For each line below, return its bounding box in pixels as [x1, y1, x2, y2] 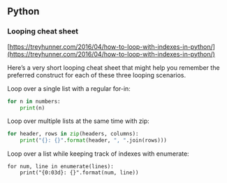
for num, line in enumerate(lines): [7, 163, 114, 170]
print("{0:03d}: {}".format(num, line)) [20, 169, 139, 177]
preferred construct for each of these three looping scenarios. [7, 71, 186, 79]
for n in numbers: [7, 98, 61, 105]
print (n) [20, 104, 45, 111]
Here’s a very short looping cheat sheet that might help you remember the [7, 63, 220, 72]
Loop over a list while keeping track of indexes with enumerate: [7, 149, 190, 158]
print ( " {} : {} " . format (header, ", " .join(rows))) [20, 137, 168, 144]
